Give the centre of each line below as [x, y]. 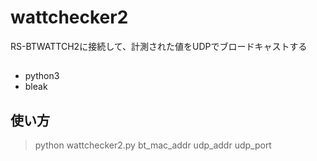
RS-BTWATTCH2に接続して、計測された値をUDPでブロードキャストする [159, 46]
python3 [42, 76]
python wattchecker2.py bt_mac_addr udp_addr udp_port [153, 145]
